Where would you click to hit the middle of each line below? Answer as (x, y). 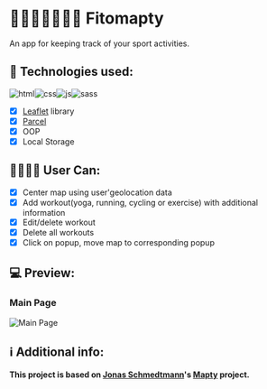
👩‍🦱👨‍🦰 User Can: (55, 171)
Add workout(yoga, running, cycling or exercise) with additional (140, 202)
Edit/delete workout (59, 222)
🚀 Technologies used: (71, 72)
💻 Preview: (42, 273)
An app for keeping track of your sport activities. (99, 43)
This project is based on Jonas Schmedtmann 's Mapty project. (129, 375)
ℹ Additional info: (57, 352)
